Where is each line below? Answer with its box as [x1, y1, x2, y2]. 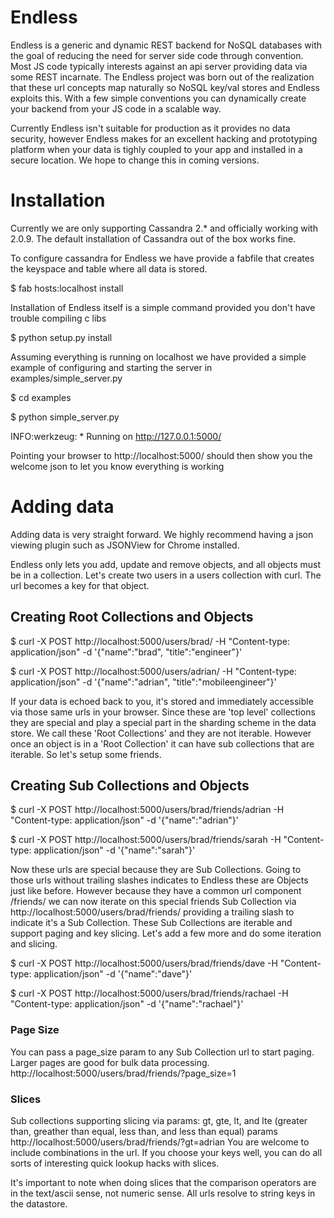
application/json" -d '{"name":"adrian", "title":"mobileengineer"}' [10, 676, 277, 688]
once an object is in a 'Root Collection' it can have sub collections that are [10, 737, 315, 750]
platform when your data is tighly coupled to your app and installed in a [10, 143, 303, 155]
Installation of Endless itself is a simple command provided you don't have [10, 301, 316, 313]
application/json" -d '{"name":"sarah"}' [33, 844, 196, 856]
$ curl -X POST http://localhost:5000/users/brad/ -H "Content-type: [10, 635, 290, 647]
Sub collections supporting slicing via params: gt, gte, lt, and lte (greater [10, 1115, 308, 1127]
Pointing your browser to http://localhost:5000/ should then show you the [10, 449, 313, 461]
